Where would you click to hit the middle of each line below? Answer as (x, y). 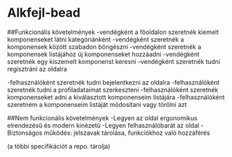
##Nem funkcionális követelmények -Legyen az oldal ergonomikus (102, 118)
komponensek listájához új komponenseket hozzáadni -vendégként (103, 54)
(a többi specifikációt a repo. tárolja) (59, 146)
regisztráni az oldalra (37, 69)
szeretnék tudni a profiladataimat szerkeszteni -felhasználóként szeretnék (113, 90)
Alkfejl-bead (44, 13)
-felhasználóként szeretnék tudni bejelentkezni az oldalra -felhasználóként (114, 82)
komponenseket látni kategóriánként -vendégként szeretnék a (96, 39)
